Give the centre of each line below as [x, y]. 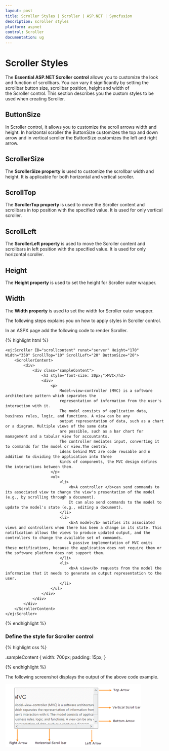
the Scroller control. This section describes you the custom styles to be [80, 93]
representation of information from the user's [111, 401]
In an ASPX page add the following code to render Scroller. [67, 330]
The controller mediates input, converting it [109, 441]
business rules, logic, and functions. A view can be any [68, 416]
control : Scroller [25, 32]
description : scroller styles [37, 21]
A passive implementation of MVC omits [111, 543]
